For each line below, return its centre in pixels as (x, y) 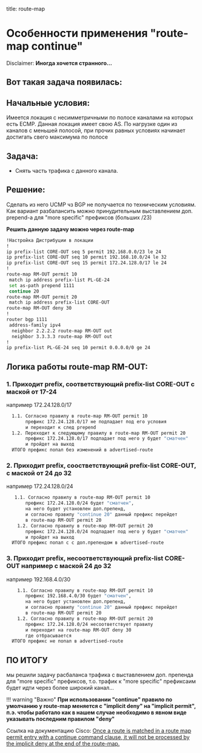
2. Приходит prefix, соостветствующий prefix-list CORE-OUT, (101, 466)
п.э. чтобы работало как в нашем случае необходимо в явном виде (96, 713)
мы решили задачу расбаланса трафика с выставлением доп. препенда (100, 675)
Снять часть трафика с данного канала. (66, 170)
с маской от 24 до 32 (39, 473)
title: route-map (26, 9)
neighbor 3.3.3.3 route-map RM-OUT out (62, 336)
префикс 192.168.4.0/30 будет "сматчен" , (78, 596)
